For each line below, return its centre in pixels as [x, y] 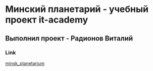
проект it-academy [47, 20]
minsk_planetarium [25, 63]
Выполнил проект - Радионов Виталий [69, 38]
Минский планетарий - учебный [77, 9]
